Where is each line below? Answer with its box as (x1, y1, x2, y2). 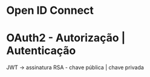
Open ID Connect (6, 4, 94, 17)
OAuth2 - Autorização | (6, 31, 126, 45)
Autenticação (6, 44, 76, 58)
